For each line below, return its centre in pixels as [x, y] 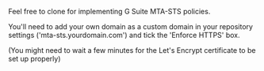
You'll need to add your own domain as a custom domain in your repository [131, 26]
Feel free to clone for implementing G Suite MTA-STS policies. [109, 11]
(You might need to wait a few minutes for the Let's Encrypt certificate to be [132, 50]
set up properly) [34, 59]
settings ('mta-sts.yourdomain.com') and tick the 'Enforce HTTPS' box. [124, 35]
